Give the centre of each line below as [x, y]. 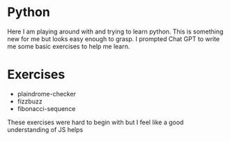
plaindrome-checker [47, 94]
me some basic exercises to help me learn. [69, 46]
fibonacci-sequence [46, 108]
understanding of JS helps [45, 129]
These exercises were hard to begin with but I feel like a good [95, 122]
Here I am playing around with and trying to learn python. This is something [115, 31]
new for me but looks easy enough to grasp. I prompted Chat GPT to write [114, 38]
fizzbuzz [30, 101]
